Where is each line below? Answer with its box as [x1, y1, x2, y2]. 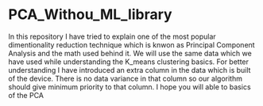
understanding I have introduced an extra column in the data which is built [8, 65, 251, 74]
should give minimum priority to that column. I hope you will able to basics [8, 81, 252, 92]
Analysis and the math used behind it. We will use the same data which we [8, 48, 252, 58]
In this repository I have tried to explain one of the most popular [8, 32, 216, 41]
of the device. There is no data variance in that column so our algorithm [8, 74, 242, 83]
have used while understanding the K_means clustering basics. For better [8, 57, 249, 66]
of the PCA [8, 90, 44, 100]
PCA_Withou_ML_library [8, 6, 172, 24]
